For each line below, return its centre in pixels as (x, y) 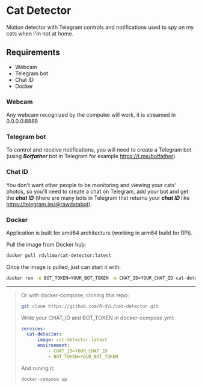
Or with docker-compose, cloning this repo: (75, 295)
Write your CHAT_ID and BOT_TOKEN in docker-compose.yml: (98, 318)
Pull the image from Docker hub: (46, 244)
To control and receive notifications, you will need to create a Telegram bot (99, 150)
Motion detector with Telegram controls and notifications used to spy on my (100, 27)
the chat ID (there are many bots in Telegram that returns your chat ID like (98, 198)
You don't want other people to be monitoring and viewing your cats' (91, 185)
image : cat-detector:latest (72, 340)
